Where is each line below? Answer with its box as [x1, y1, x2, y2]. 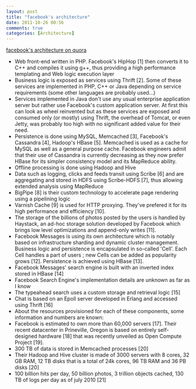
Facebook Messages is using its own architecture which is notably [14, 233, 175, 240]
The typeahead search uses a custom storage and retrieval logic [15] [14, 289, 181, 296]
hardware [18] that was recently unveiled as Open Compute [38, 333, 182, 340]
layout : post [6, 8, 38, 15]
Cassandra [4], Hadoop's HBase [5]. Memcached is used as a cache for [14, 139, 188, 146]
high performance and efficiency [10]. [14, 208, 106, 215]
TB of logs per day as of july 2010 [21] [14, 377, 106, 384]
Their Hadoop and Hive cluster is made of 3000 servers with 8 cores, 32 [14, 351, 190, 358]
